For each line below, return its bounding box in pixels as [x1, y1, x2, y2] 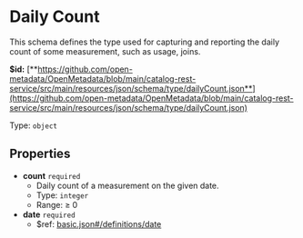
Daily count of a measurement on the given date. [35, 180, 220, 191]
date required [22, 209, 76, 220]
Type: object [9, 120, 57, 131]
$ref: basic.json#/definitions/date [35, 218, 162, 229]
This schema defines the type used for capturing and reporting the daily [9, 36, 280, 47]
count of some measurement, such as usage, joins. [9, 45, 201, 56]
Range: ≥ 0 [35, 199, 78, 210]
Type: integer [35, 189, 89, 201]
